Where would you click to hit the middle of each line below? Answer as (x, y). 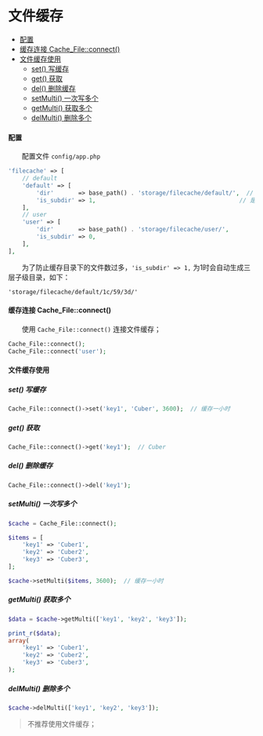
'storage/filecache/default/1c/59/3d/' (73, 292)
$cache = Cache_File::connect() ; (63, 523)
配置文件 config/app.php (61, 156)
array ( (19, 640)
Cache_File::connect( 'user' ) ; (58, 351)
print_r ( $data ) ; (34, 633)
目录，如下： (49, 277)
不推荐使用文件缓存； (61, 723)
